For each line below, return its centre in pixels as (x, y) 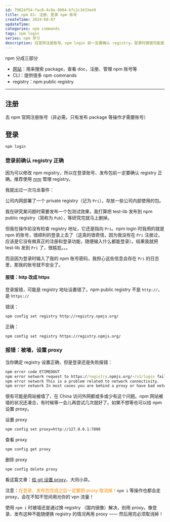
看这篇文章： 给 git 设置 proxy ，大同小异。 (49, 479)
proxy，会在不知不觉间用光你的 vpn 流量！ (50, 497)
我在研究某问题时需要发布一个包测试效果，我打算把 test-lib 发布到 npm (79, 211)
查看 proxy (16, 440)
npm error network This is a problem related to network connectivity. (82, 381)
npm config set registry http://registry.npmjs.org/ (62, 316)
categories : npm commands (32, 29)
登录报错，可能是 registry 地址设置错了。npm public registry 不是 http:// (82, 289)
